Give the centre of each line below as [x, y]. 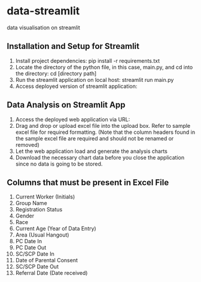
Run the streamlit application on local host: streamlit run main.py [95, 79]
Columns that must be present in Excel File [88, 183]
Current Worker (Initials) [45, 197]
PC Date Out [31, 248]
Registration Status [39, 210]
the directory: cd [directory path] [56, 73]
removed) [27, 145]
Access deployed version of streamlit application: [76, 86]
